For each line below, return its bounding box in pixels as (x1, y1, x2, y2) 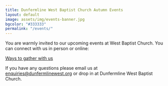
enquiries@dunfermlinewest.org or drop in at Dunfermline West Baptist (5, 70, 153, 76)
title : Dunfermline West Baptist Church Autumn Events (5, 7, 123, 13)
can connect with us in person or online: (5, 46, 90, 52)
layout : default (5, 12, 39, 17)
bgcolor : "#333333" (5, 21, 47, 27)
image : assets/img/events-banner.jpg (5, 17, 85, 22)
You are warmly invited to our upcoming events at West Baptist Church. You (5, 40, 163, 46)
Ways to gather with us (5, 55, 53, 61)
